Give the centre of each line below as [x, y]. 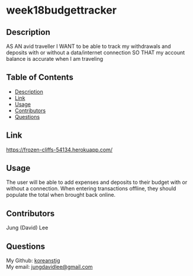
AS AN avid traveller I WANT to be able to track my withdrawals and [89, 46]
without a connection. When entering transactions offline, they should [91, 189]
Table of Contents [40, 77]
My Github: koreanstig [33, 261]
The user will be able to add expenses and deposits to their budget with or [97, 182]
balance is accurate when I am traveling [55, 59]
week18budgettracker [62, 10]
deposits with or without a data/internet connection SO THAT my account [96, 53]
